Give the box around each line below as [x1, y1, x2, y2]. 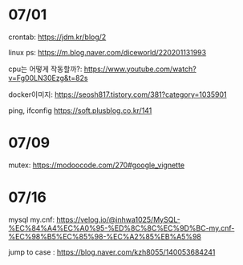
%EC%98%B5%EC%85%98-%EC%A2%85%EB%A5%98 [8, 231, 202, 241]
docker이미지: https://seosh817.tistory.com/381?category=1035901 [8, 90, 227, 99]
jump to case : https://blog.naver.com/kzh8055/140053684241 [8, 247, 216, 257]
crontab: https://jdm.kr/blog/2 [8, 32, 107, 42]
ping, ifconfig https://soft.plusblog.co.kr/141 [8, 106, 152, 115]
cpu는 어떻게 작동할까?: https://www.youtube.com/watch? [8, 64, 196, 74]
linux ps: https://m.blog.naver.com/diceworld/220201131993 [8, 47, 207, 57]
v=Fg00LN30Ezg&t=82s [8, 73, 88, 82]
